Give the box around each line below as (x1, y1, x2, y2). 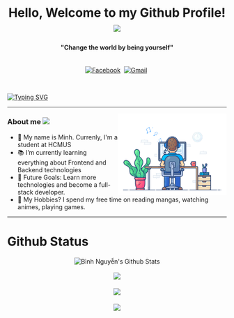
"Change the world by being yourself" (60, 43, 174, 52)
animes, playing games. (17, 202, 86, 211)
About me (7, 117, 42, 127)
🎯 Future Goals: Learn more (17, 173, 97, 181)
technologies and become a (17, 180, 97, 189)
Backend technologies (17, 165, 81, 174)
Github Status (7, 234, 89, 249)
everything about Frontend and (17, 158, 107, 167)
